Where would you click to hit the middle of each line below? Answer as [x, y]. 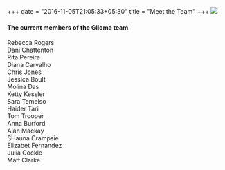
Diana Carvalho [29, 65]
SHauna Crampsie [33, 138]
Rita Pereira [24, 57]
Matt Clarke [24, 160]
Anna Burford [26, 124]
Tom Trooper [26, 116]
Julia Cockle [25, 153]
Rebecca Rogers [31, 43]
